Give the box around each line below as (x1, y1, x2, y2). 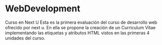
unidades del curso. (5, 35, 45, 41)
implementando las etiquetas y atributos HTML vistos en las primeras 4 (5, 30, 150, 36)
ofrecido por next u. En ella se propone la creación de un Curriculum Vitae (5, 24, 156, 30)
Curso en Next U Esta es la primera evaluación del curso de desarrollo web (5, 19, 158, 25)
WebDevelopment (5, 3, 80, 14)
